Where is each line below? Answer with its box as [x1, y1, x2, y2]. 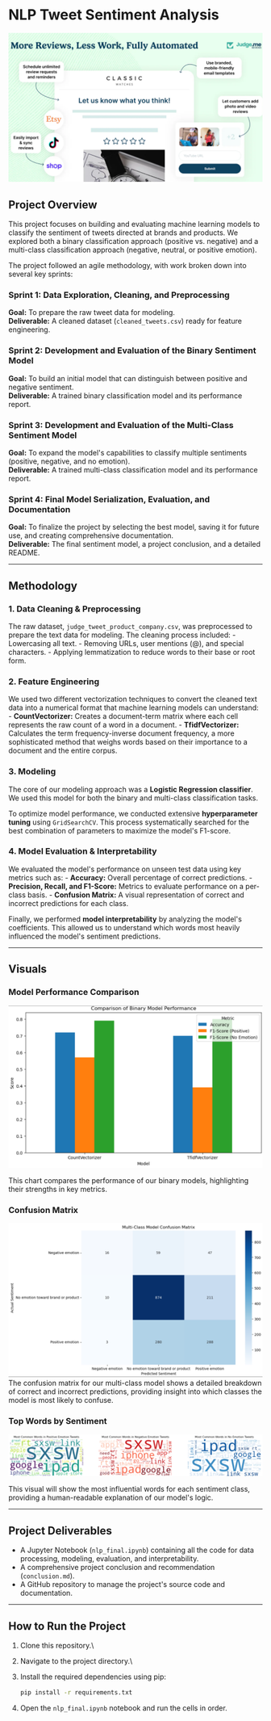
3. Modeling [8, 766, 56, 777]
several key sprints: [8, 269, 73, 279]
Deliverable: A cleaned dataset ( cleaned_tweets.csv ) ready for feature [8, 317, 242, 326]
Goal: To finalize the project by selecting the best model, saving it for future [8, 523, 260, 532]
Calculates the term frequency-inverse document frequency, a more [8, 728, 236, 738]
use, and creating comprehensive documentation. [8, 531, 174, 540]
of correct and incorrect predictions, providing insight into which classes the [8, 1387, 262, 1396]
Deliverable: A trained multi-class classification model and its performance [8, 464, 258, 474]
